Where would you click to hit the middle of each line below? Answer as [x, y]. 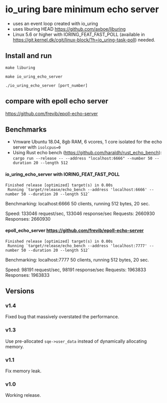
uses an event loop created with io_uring [55, 23]
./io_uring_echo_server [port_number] [46, 85]
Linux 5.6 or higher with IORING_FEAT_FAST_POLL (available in [79, 34]
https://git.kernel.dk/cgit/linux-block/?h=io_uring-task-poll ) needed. [84, 40]
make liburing [20, 67]
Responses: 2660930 [28, 219]
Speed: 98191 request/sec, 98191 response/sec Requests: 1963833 [76, 270]
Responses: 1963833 [28, 275]
